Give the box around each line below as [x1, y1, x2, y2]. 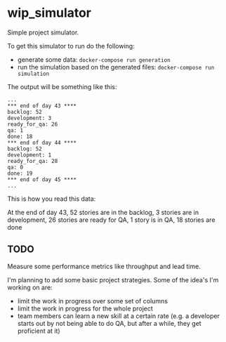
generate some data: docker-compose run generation [17, 55, 171, 64]
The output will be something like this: [7, 82, 117, 91]
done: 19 [7, 170, 33, 177]
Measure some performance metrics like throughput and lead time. [7, 262, 201, 270]
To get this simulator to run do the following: [7, 41, 135, 50]
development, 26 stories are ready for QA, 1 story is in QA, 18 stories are [7, 216, 215, 224]
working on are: [7, 283, 53, 291]
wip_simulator [7, 5, 92, 21]
